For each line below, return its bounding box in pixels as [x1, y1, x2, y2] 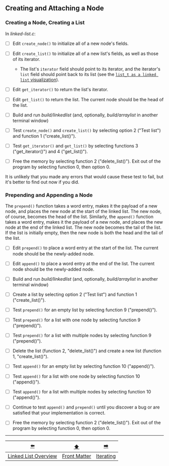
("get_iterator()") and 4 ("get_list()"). [12, 149, 88, 155]
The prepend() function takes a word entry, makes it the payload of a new [5, 203, 157, 209]
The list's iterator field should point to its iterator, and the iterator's [20, 65, 161, 72]
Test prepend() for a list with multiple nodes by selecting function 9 [12, 332, 152, 338]
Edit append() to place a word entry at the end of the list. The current [12, 260, 155, 267]
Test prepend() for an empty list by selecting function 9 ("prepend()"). [12, 307, 157, 313]
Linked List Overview [8, 453, 57, 460]
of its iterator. [12, 56, 40, 62]
